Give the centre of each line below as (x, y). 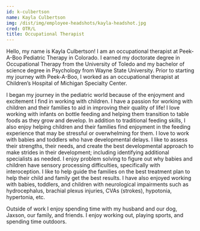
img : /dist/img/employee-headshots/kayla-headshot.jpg (76, 23)
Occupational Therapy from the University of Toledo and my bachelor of (95, 64)
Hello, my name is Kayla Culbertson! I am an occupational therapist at (92, 51)
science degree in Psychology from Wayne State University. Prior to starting (100, 70)
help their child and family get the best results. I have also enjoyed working (99, 178)
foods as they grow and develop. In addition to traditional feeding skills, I (96, 120)
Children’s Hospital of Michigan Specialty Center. (67, 83)
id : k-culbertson (28, 12)
